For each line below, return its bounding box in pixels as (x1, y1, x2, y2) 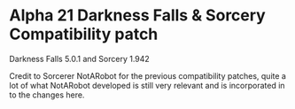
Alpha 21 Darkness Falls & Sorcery (9, 5, 266, 26)
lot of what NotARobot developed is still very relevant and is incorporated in (9, 80, 285, 90)
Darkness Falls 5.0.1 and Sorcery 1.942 (9, 53, 151, 64)
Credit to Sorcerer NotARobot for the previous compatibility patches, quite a (9, 70, 286, 81)
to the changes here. (9, 90, 85, 100)
